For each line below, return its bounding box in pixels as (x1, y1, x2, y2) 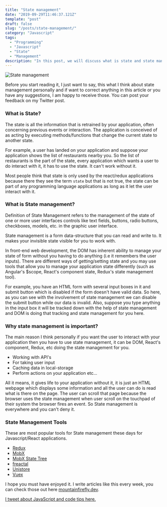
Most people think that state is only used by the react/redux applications (5, 173, 154, 179)
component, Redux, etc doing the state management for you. (5, 345, 130, 351)
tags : (5, 35, 16, 40)
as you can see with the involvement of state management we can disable (5, 294, 157, 300)
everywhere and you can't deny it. (5, 406, 76, 412)
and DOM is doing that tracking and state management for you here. (5, 310, 145, 316)
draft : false (5, 21, 32, 26)
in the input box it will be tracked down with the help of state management (5, 305, 157, 311)
